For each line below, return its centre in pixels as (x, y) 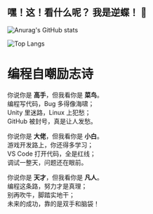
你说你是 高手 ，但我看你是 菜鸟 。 (55, 95)
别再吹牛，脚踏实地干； (41, 194)
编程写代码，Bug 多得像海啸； (51, 103)
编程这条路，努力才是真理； (47, 186)
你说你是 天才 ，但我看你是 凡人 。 (55, 177)
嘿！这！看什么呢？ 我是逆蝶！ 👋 (77, 13)
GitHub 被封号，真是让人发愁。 (52, 121)
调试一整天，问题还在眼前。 (47, 162)
